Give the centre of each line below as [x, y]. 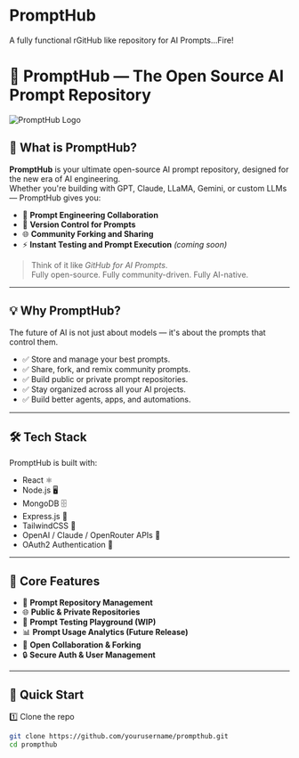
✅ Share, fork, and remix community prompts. [106, 369]
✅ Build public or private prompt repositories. [105, 379]
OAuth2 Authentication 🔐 [68, 545]
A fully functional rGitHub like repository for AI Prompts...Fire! [121, 40]
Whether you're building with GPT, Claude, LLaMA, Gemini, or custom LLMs [148, 188]
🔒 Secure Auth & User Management [89, 655]
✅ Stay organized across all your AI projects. [104, 389]
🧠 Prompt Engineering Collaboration [90, 215]
